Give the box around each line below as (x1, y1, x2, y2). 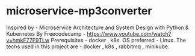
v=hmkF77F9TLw (6, 36, 50, 43)
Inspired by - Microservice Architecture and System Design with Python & (6, 24, 190, 31)
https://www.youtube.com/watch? (87, 30, 172, 37)
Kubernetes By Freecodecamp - (6, 30, 86, 37)
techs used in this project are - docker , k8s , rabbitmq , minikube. (6, 43, 170, 50)
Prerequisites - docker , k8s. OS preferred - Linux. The (51, 36, 187, 43)
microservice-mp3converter (6, 4, 152, 18)
